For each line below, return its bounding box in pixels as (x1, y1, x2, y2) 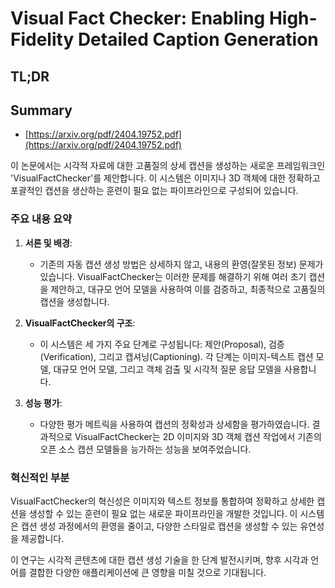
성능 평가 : (24, 397, 63, 409)
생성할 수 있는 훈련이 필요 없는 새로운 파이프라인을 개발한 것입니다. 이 (28, 507, 298, 519)
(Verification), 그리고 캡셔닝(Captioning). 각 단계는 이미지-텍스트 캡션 (39, 350, 314, 362)
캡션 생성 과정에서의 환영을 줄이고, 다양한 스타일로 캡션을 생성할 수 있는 (20, 520, 298, 532)
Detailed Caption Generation (77, 28, 319, 51)
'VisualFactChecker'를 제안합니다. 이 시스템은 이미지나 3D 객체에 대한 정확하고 (10, 172, 321, 184)
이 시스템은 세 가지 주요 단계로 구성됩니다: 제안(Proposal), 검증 (39, 338, 285, 350)
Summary (10, 102, 73, 119)
